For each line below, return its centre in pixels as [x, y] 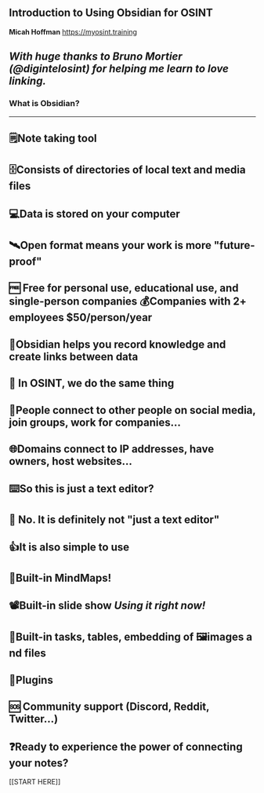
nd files [27, 654]
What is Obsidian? [45, 104]
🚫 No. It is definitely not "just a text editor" [114, 519]
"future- [234, 245]
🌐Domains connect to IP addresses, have [112, 449]
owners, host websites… [71, 461]
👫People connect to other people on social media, [132, 410]
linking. [27, 81]
